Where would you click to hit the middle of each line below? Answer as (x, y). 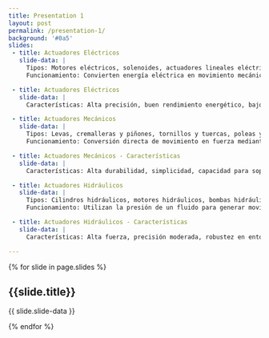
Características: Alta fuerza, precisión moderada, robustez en (136, 237)
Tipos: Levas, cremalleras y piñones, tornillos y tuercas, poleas (141, 134)
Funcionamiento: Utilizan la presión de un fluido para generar (136, 208)
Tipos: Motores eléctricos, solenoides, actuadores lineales (130, 68)
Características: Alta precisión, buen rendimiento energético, (136, 105)
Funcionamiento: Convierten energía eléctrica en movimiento (130, 75)
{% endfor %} (31, 327)
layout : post (30, 23)
